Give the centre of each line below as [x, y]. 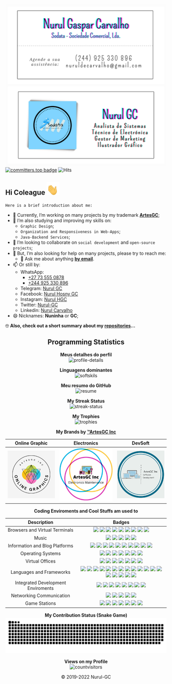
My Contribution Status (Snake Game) [86, 615]
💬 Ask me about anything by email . [57, 258]
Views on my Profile [86, 661]
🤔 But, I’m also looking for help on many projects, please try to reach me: [89, 253]
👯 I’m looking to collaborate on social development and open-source [84, 242]
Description [41, 522]
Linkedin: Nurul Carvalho [46, 310]
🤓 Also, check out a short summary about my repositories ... [70, 325]
